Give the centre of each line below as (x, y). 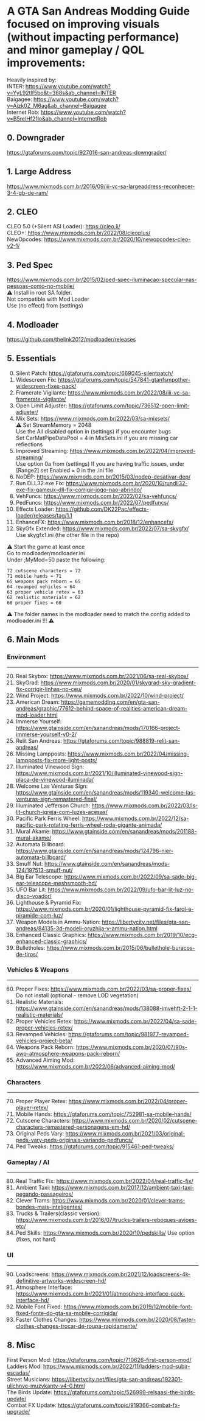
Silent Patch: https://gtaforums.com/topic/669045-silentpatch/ (94, 373)
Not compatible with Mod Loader (48, 299)
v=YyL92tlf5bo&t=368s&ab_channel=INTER (61, 93)
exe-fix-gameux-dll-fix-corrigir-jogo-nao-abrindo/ (79, 489)
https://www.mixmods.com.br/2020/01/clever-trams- (119, 1201)
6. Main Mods (33, 640)
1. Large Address (39, 172)
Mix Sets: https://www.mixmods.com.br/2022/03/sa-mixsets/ (92, 418)
